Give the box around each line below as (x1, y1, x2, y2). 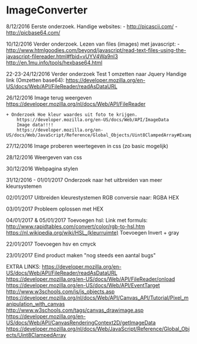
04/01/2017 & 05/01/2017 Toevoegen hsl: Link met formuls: (6, 216, 148, 223)
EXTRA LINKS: (6, 263, 41, 270)
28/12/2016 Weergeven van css (6, 153, 82, 161)
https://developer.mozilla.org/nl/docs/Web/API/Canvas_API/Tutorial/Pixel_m (6, 294, 189, 301)
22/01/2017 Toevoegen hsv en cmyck (6, 240, 97, 247)
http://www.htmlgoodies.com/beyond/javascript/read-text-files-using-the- (6, 46, 186, 53)
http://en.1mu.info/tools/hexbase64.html (6, 59, 103, 66)
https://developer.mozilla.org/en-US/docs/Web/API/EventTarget (6, 281, 160, 288)
